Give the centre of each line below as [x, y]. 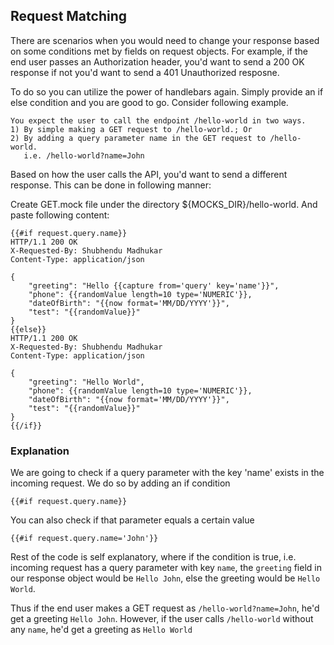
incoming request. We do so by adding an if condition [120, 483]
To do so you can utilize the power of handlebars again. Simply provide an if [167, 91]
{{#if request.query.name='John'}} [84, 539]
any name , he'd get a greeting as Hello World [101, 630]
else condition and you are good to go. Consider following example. [149, 102]
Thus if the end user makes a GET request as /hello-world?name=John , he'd [165, 608]
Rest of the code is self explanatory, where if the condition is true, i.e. [153, 557]
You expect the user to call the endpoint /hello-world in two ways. [158, 120]
